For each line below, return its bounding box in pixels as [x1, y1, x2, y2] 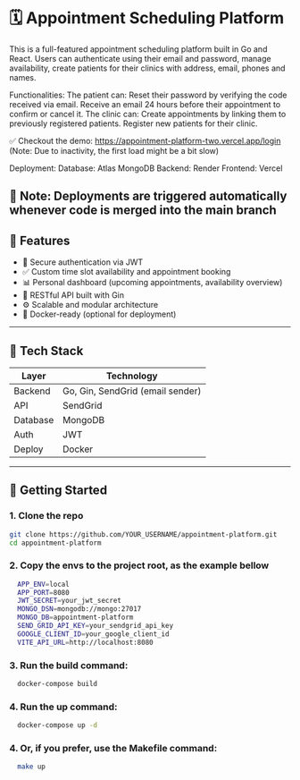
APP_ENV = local [17, 580, 70, 589]
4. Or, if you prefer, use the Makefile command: [9, 742, 218, 754]
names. [9, 72, 37, 82]
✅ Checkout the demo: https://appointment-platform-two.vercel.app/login [9, 135, 281, 146]
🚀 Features [9, 233, 71, 248]
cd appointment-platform [9, 538, 102, 547]
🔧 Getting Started [9, 483, 108, 498]
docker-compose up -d [17, 721, 98, 730]
